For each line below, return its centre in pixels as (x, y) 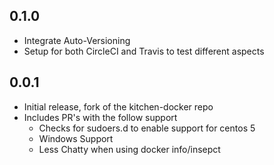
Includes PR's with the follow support (100, 117)
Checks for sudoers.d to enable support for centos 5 (147, 128)
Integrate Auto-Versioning (77, 40)
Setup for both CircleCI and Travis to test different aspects (144, 51)
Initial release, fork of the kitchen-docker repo (118, 106)
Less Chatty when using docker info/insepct (129, 149)
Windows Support (76, 138)
